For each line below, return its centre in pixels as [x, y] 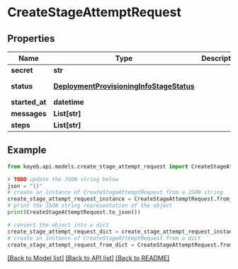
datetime [68, 102]
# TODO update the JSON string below [63, 179]
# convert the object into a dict [58, 225]
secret [22, 70]
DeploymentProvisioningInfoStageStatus [124, 86]
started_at [29, 102]
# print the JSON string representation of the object [90, 206]
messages [29, 114]
